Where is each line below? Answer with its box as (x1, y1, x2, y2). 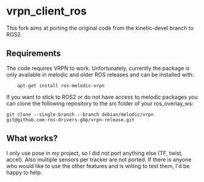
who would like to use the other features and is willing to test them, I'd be (6, 162, 190, 169)
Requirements (6, 49, 61, 59)
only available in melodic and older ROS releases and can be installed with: (6, 71, 194, 78)
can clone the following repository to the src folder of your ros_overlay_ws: (6, 99, 194, 107)
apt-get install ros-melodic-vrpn (17, 83, 105, 89)
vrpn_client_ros (6, 4, 87, 18)
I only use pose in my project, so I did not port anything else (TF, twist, (6, 149, 183, 157)
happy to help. (6, 169, 43, 176)
